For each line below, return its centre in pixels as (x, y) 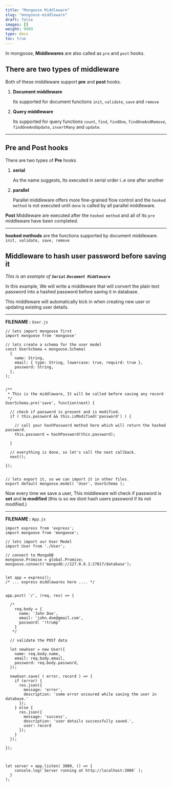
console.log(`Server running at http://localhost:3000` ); (79, 771)
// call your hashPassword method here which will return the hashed (90, 426)
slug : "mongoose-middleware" (36, 15)
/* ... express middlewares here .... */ (50, 582)
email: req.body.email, (40, 659)
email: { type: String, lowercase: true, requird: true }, (79, 363)
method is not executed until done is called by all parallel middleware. (84, 205)
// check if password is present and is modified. (65, 412)
